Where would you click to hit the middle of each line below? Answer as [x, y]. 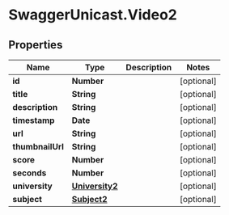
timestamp [34, 120]
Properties [36, 45]
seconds [30, 173]
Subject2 [89, 199]
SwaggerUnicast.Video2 [93, 15]
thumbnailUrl [38, 147]
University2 [95, 186]
